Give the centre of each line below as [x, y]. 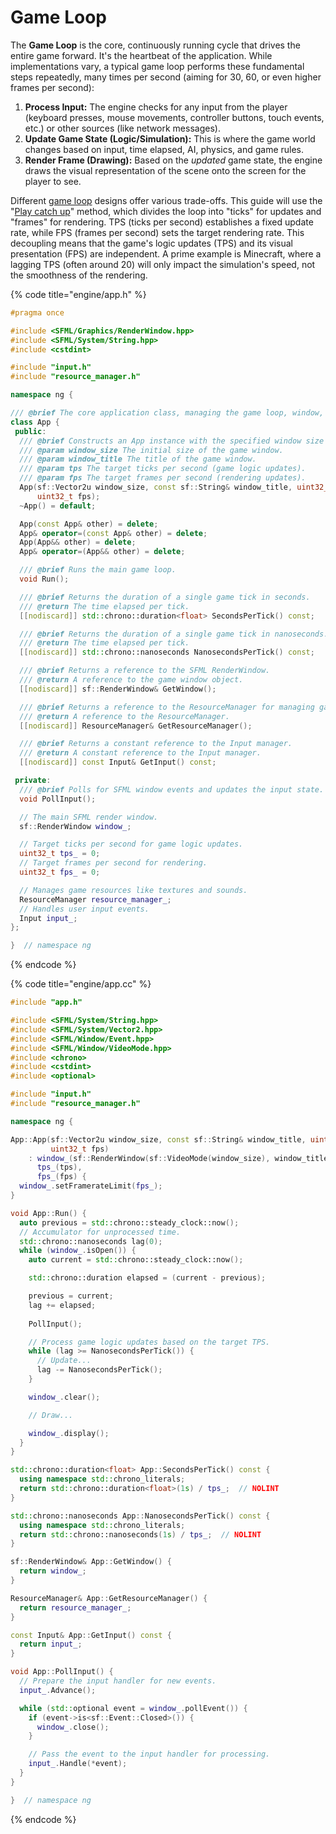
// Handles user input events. [84, 909]
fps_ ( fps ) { [61, 1177]
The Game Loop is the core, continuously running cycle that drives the [155, 45]
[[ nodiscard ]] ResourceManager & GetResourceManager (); [136, 726]
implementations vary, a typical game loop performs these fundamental [157, 66]
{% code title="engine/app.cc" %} [81, 984]
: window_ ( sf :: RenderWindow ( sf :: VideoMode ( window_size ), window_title [178, 1158]
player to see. [53, 181]
